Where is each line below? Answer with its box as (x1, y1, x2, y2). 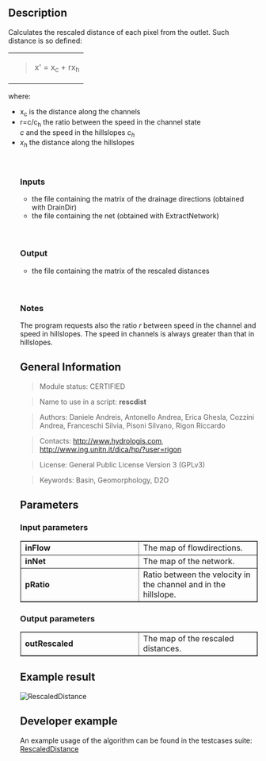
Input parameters (19, 522, 89, 533)
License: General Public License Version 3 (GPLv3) (39, 459, 206, 469)
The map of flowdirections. (142, 542, 243, 553)
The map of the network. (142, 555, 235, 567)
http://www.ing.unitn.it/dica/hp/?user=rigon (39, 444, 182, 454)
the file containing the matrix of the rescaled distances (31, 266, 210, 275)
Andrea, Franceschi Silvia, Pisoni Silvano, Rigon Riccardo (39, 421, 226, 430)
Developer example (19, 714, 118, 728)
